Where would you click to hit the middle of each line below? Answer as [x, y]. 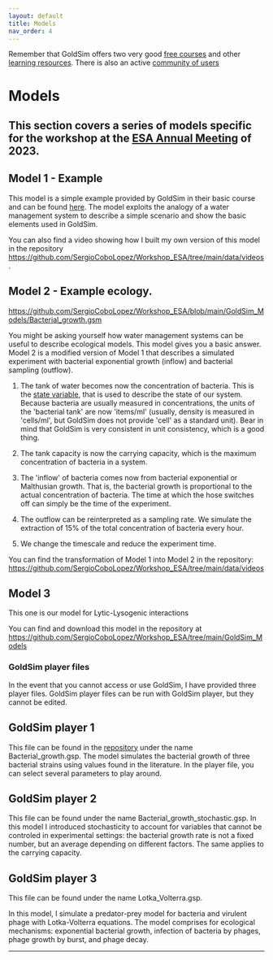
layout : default [36, 16]
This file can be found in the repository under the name [101, 747]
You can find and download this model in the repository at [105, 629]
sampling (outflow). [41, 370]
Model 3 [30, 593]
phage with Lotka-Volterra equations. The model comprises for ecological [132, 923]
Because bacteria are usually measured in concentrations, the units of [137, 402]
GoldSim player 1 [52, 728]
